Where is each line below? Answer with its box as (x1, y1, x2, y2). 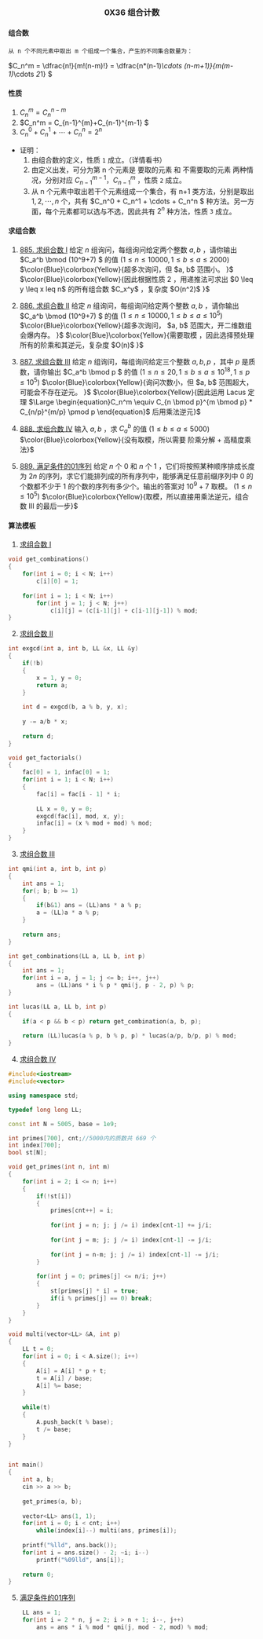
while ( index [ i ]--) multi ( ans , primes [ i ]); (36, 1527, 177, 1535)
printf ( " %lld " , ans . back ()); (22, 1542, 118, 1549)
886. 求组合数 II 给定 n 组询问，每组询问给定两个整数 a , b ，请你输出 (19, 301, 239, 310)
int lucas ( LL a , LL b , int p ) (8, 1003, 108, 1011)
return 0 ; (22, 1571, 55, 1579)
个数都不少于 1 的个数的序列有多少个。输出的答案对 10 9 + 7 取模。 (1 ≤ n (19, 480, 253, 491)
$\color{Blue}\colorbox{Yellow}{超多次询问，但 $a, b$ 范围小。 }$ (19, 265, 234, 274)
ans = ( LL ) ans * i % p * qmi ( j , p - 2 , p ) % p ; (36, 982, 195, 990)
